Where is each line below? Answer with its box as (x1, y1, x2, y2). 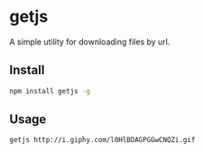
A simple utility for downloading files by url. (9, 36, 171, 47)
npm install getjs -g (9, 86, 91, 96)
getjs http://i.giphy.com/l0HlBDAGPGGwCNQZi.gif (9, 136, 196, 145)
